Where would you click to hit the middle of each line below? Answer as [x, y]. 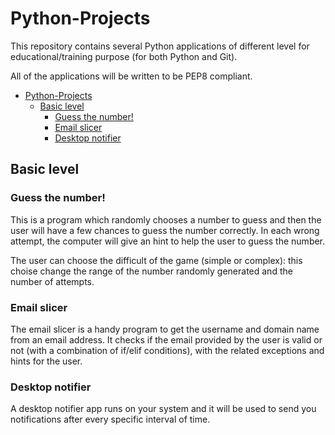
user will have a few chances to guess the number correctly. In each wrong [165, 230]
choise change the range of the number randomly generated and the [151, 271]
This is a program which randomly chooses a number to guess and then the [166, 219]
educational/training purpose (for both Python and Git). [124, 56]
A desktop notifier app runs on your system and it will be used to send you [163, 409]
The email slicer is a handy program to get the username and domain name [165, 329]
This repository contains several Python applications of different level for [160, 46]
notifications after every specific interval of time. [110, 419]
